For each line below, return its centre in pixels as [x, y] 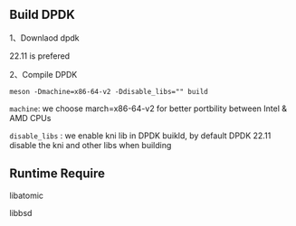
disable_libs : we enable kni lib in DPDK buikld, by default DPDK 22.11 [140, 136]
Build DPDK [42, 15]
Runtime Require [57, 174]
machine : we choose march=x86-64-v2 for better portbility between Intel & [148, 108]
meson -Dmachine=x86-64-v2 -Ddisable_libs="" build [109, 91]
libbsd [21, 212]
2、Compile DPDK [43, 74]
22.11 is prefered [40, 56]
